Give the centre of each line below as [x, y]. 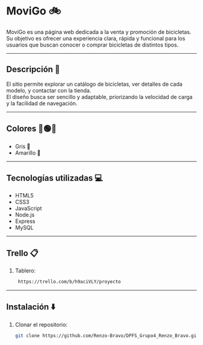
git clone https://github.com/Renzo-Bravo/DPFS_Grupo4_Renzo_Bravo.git [107, 335]
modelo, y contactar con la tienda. [49, 90]
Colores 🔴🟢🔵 [31, 129]
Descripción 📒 [33, 69]
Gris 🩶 [23, 146]
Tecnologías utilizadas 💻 [55, 178]
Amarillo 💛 [28, 153]
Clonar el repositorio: [41, 324]
